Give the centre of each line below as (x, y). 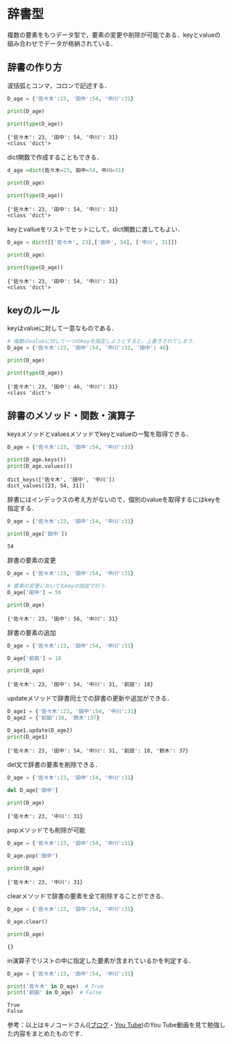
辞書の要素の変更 (32, 560)
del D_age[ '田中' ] (33, 790)
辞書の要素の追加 (32, 632)
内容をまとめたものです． (50, 1034)
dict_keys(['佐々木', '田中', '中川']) (61, 480)
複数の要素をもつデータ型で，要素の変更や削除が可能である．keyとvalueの (114, 35)
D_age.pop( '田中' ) (33, 856)
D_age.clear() (28, 921)
